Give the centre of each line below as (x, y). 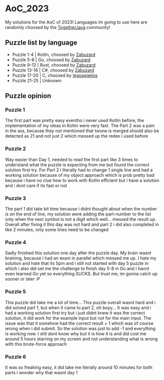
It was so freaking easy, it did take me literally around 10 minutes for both (79, 367)
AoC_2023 (27, 9)
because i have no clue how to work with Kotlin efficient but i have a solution (82, 180)
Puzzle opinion (28, 96)
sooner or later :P (23, 279)
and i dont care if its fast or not (36, 185)
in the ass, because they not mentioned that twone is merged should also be (82, 131)
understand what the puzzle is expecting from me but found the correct (77, 165)
